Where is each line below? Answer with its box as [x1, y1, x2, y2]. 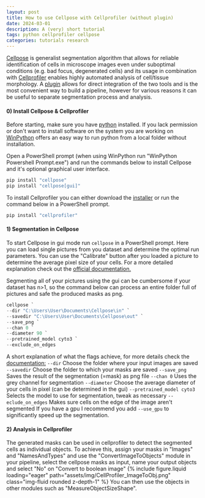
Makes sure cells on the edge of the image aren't [48, 399, 173, 406]
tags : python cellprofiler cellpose [6, 32, 100, 38]
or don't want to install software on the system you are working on [6, 127, 174, 135]
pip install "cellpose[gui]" [6, 183, 81, 189]
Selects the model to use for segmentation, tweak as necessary [6, 392, 167, 399]
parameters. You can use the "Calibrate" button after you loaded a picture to [6, 252, 199, 260]
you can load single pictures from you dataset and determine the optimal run [6, 246, 199, 253]
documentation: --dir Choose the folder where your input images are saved [6, 360, 198, 367]
